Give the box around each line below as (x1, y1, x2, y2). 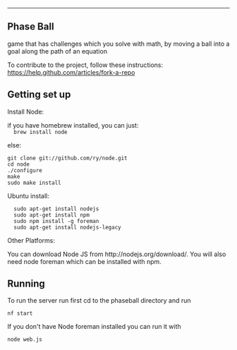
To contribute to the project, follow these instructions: (7, 61, 164, 69)
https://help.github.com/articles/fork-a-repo (7, 68, 135, 76)
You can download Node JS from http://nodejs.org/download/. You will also (7, 250, 226, 258)
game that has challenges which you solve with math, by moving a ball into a (7, 40, 230, 48)
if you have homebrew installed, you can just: (7, 121, 139, 129)
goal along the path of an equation (7, 47, 108, 55)
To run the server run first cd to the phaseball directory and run (7, 296, 192, 305)
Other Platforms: (7, 236, 55, 244)
